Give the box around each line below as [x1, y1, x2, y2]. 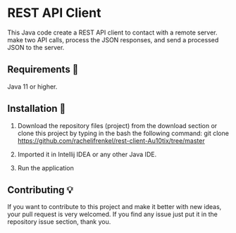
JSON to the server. [7, 43, 65, 51]
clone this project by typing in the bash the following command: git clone [17, 129, 229, 137]
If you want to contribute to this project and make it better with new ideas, [7, 203, 222, 211]
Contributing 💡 [7, 184, 74, 196]
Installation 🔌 [7, 103, 66, 115]
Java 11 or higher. [7, 82, 58, 91]
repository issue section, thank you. [7, 218, 111, 226]
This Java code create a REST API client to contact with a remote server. [7, 28, 218, 37]
